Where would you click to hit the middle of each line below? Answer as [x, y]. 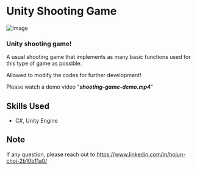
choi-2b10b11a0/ [27, 161]
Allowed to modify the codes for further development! [74, 75]
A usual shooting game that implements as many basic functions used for [99, 57]
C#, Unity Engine [36, 121]
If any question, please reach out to [51, 154]
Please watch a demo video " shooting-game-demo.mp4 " [80, 87]
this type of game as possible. [44, 63]
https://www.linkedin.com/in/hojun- [141, 154]
